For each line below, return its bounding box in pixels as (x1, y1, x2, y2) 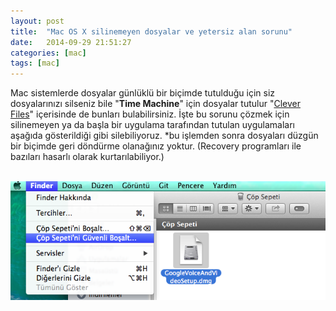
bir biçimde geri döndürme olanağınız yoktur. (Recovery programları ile (10, 140, 302, 152)
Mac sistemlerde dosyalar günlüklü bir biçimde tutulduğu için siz (10, 87, 276, 99)
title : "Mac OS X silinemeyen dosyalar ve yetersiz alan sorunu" (10, 26, 293, 37)
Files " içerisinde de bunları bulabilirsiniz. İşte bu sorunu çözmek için (10, 108, 290, 120)
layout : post (10, 16, 65, 26)
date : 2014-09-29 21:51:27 (10, 37, 132, 47)
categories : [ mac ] (10, 48, 87, 58)
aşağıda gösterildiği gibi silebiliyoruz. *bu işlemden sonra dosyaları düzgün (10, 130, 319, 142)
